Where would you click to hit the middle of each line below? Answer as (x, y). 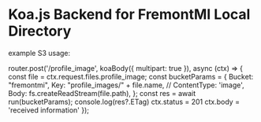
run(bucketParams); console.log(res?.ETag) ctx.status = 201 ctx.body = (124, 102)
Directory (40, 31)
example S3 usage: (39, 53)
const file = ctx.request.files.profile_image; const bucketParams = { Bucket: (131, 76)
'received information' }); (48, 110)
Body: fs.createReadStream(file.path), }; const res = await (102, 93)
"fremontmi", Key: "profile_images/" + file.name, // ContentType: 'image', (126, 85)
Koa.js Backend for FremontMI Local (129, 15)
